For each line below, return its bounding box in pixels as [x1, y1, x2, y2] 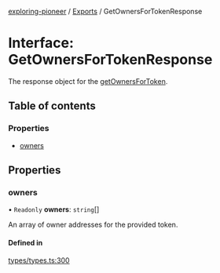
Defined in [8, 238, 43, 247]
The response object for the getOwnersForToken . [8, 76, 168, 86]
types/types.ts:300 [8, 255, 70, 265]
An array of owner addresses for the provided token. [8, 220, 178, 230]
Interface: [8, 35, 75, 52]
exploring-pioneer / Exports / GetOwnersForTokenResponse [8, 7, 203, 16]
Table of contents [8, 100, 96, 113]
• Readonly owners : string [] [8, 205, 100, 214]
